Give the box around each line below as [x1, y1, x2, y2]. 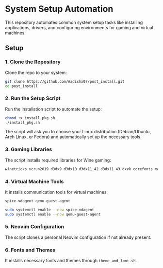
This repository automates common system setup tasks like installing [5, 19, 143, 25]
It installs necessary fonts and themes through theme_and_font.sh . [5, 258, 137, 264]
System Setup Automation [5, 3, 114, 15]
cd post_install [5, 84, 38, 89]
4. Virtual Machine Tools [5, 178, 64, 185]
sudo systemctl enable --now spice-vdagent [5, 207, 95, 212]
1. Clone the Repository [5, 58, 61, 65]
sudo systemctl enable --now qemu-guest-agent [5, 212, 101, 217]
